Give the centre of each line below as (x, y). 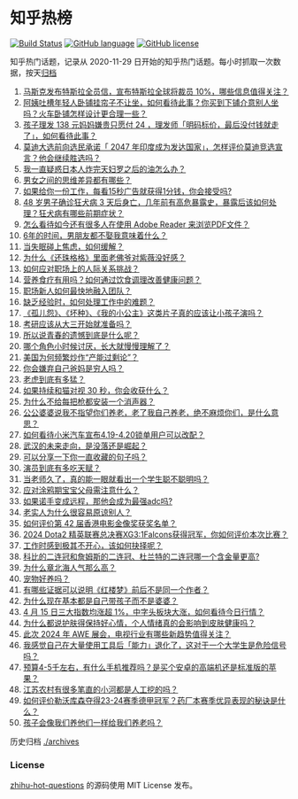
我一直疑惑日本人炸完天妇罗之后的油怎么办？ (104, 168)
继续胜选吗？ (77, 158)
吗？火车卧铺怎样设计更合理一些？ (85, 113)
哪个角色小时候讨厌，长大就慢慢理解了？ (96, 345)
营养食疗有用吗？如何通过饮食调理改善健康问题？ (112, 279)
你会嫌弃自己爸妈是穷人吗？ (73, 368)
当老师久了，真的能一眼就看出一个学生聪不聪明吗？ (116, 478)
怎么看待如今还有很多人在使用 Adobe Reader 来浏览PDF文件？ (136, 224)
